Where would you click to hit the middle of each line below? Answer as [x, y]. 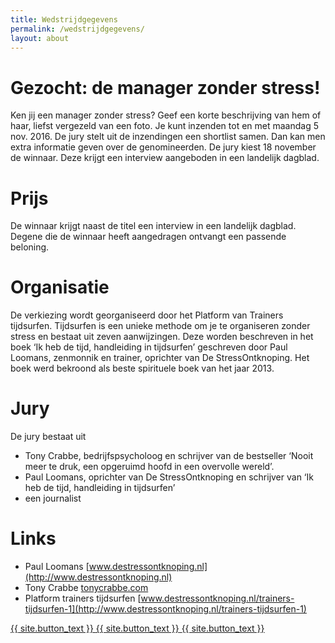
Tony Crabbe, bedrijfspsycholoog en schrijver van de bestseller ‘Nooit [169, 456]
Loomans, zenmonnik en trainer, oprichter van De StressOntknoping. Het [160, 358]
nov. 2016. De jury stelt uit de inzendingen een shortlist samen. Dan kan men [168, 137]
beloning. [30, 247]
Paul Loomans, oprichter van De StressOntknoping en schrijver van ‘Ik [169, 477]
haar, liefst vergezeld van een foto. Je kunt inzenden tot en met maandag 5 [164, 126]
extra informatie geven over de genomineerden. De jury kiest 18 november [163, 147]
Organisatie [60, 287]
